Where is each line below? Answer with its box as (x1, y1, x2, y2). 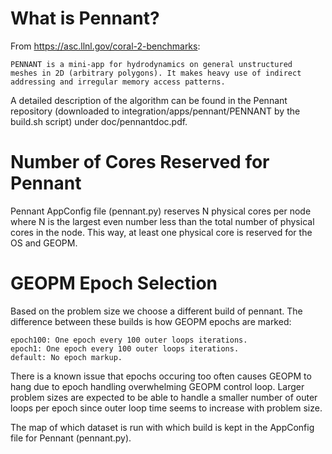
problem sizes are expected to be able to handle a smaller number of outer (10, 391, 318, 403)
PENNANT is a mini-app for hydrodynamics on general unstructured (10, 59, 293, 69)
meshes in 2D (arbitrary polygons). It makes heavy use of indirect (10, 68, 302, 78)
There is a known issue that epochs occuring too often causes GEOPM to (10, 370, 312, 382)
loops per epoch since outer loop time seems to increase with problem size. (10, 402, 323, 414)
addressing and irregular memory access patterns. (10, 77, 226, 87)
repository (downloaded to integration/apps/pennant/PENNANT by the (10, 105, 301, 117)
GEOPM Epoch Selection (10, 272, 218, 295)
